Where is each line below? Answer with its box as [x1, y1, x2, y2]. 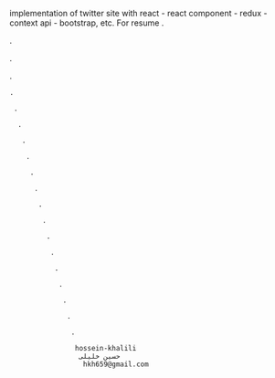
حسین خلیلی [79, 352, 121, 361]
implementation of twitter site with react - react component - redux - [9, 8, 268, 18]
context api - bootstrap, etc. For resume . [9, 17, 164, 28]
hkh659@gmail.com [82, 360, 149, 369]
